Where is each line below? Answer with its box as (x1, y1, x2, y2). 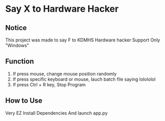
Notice (5, 23, 27, 32)
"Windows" (5, 42, 30, 49)
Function (5, 57, 34, 66)
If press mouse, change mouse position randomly (12, 70, 117, 77)
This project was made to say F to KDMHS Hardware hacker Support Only (5, 37, 160, 43)
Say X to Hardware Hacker (5, 3, 119, 15)
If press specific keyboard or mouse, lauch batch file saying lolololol (12, 76, 156, 82)
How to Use (5, 96, 43, 105)
